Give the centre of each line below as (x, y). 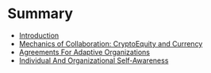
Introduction (39, 35)
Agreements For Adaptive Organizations (84, 52)
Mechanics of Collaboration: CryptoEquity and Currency (111, 43)
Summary (40, 14)
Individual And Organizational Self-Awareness (94, 60)
